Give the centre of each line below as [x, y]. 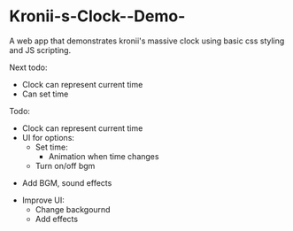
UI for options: [48, 137]
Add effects [56, 219]
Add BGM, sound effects [67, 182]
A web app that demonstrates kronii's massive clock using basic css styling [147, 41]
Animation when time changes [104, 156]
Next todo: [28, 67]
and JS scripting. [40, 50]
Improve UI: [43, 200]
